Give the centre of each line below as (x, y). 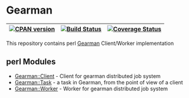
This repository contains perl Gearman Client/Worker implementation (90, 43)
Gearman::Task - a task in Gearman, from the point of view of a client (99, 82)
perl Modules (31, 62)
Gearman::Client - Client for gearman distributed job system (88, 76)
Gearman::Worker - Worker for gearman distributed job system (91, 89)
